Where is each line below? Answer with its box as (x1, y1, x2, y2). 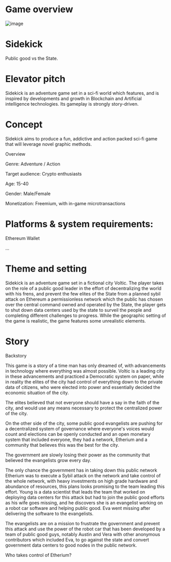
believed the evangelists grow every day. (5, 457, 91, 463)
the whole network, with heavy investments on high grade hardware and (5, 478, 158, 484)
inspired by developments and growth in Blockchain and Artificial (5, 95, 142, 102)
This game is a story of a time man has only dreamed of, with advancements (5, 362, 166, 369)
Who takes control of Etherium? (5, 552, 72, 558)
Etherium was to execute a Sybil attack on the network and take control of (5, 472, 161, 478)
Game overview (5, 4, 74, 15)
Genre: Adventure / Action (5, 161, 60, 167)
